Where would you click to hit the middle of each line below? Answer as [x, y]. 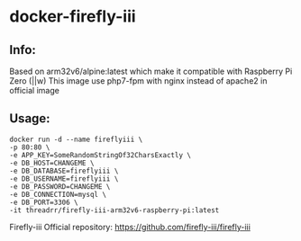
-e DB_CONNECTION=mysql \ [58, 194]
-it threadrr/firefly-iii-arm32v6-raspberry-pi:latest [114, 210]
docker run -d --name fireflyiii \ [76, 139]
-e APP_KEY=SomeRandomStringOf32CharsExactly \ [100, 155]
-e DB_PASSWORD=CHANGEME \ [60, 186]
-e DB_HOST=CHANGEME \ [52, 163]
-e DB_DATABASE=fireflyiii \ [64, 171]
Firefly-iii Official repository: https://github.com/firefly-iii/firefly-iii [130, 227]
